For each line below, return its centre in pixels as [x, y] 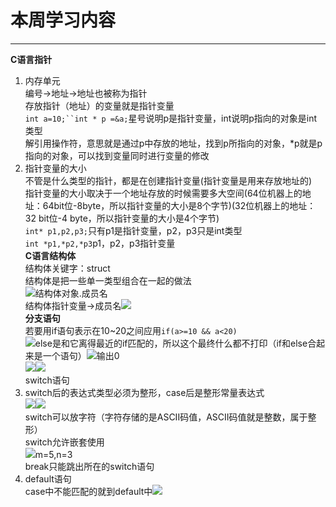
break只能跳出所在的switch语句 [89, 466]
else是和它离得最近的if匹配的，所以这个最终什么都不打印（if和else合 [175, 343]
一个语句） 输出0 [81, 355]
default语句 [48, 478]
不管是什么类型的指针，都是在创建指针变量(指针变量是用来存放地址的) [168, 180]
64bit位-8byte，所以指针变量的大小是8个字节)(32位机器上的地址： [179, 205]
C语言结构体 [50, 255]
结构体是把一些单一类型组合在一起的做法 [108, 280]
